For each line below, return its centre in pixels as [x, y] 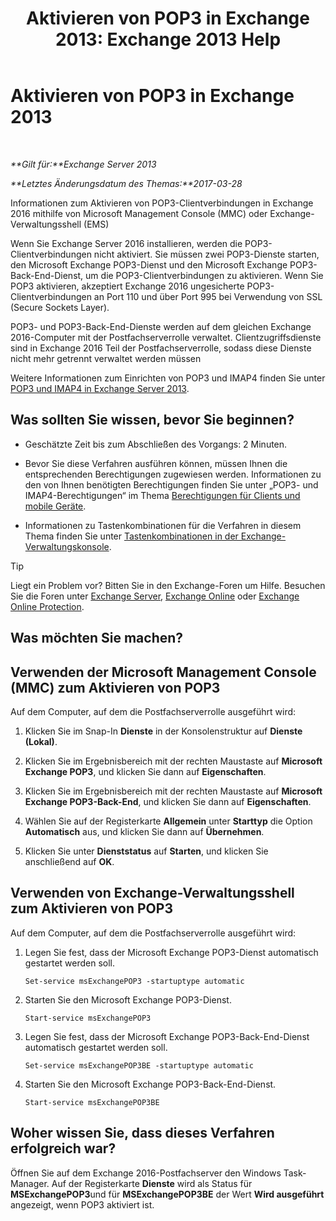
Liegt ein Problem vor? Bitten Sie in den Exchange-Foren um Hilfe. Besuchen [168, 585]
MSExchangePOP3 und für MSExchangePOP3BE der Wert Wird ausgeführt [167, 1194]
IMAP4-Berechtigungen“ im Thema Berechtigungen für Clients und [162, 495]
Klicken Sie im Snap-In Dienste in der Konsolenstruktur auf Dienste [163, 731]
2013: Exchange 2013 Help [168, 39]
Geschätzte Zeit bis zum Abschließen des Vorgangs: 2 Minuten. [156, 444]
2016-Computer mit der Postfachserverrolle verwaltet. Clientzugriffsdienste [166, 337]
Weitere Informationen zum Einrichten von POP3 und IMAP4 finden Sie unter [168, 378]
